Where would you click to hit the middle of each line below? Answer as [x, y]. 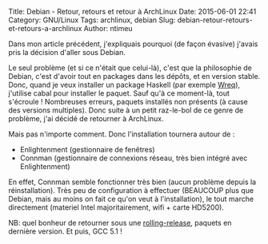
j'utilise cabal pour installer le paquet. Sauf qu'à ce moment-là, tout [119, 93]
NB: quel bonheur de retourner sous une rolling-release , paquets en [120, 223]
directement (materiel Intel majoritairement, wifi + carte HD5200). [116, 207]
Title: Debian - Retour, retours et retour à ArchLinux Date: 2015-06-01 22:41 [132, 12]
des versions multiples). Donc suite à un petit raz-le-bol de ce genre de [126, 110]
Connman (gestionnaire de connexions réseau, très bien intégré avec [134, 158]
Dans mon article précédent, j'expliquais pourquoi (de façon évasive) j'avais [133, 44]
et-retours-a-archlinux [45, 28]
